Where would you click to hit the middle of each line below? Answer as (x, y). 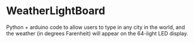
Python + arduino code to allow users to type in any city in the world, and (96, 27)
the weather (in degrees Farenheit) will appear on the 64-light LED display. (97, 33)
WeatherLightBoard (56, 11)
